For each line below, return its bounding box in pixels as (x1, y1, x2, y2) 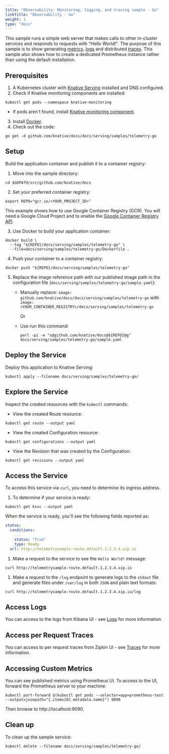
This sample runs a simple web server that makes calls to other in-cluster (5, 35, 158, 41)
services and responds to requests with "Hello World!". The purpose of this (5, 41, 161, 47)
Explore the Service (5, 388, 68, 396)
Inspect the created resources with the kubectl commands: (5, 401, 129, 407)
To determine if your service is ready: (12, 495, 91, 501)
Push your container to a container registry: (12, 255, 103, 261)
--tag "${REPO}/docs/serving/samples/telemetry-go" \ (10, 242, 125, 247)
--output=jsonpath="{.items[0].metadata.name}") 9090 (5, 697, 121, 702)
